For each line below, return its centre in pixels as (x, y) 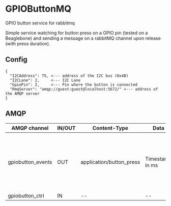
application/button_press (110, 162)
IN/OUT (66, 128)
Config (16, 60)
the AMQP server (22, 94)
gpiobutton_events (30, 162)
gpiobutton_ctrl (26, 195)
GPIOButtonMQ (38, 9)
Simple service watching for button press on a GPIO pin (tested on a (77, 33)
